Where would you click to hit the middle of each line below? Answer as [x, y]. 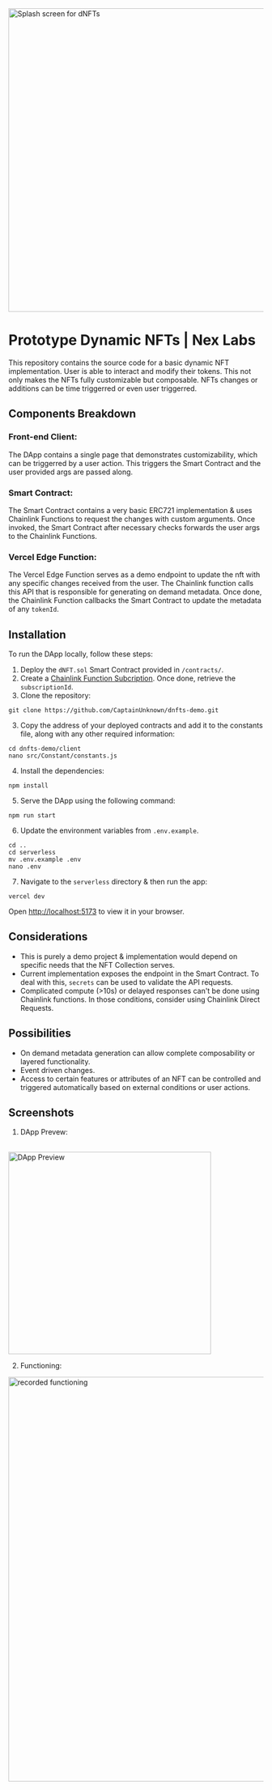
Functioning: [41, 1366]
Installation [37, 634]
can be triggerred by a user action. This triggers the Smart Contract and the [135, 463]
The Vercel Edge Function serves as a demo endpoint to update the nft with [134, 575]
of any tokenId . [34, 609]
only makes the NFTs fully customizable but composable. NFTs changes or [133, 380]
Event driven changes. [57, 1070]
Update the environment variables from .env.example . [109, 831]
